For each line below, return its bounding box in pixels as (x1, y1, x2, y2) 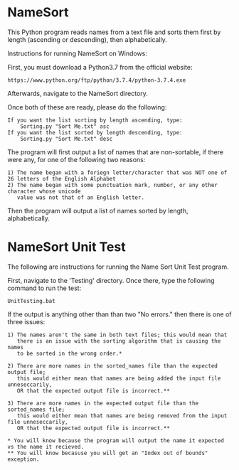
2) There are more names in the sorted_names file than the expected (7, 362, 218, 370)
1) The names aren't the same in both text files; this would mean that (7, 331, 228, 338)
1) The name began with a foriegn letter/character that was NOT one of (7, 169, 228, 176)
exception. (7, 456, 40, 463)
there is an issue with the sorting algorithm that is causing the (16, 337, 221, 345)
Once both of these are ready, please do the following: (7, 102, 167, 111)
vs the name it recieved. (7, 443, 84, 450)
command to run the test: (7, 284, 82, 292)
